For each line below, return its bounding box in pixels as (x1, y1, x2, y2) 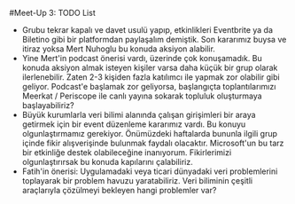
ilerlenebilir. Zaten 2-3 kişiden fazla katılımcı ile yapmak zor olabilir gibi (21, 72, 281, 82)
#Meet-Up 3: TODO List (9, 8, 96, 18)
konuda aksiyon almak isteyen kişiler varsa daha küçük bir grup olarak (21, 62, 278, 73)
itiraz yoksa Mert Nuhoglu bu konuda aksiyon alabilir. (21, 43, 215, 54)
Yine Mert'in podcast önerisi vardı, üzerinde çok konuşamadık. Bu (21, 53, 263, 63)
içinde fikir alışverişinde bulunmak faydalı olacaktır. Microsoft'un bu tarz (21, 137, 284, 148)
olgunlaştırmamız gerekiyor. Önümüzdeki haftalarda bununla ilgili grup (21, 129, 277, 138)
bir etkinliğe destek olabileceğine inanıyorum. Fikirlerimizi (21, 147, 232, 158)
